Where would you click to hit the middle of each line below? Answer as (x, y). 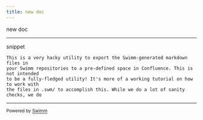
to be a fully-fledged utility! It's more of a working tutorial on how (100, 79)
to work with (23, 84)
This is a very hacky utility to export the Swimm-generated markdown (97, 58)
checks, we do (24, 95)
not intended (23, 73)
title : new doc (25, 12)
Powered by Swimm (27, 111)
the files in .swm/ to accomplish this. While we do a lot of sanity (96, 89)
